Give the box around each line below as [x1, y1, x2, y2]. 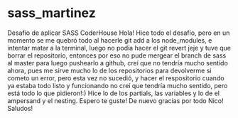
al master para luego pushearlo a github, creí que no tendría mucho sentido [7, 58, 229, 67]
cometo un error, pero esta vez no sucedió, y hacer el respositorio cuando [7, 73, 225, 82]
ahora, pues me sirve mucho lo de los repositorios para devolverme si [7, 66, 212, 75]
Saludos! [7, 104, 33, 112]
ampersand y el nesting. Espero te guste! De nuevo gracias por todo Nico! [7, 96, 224, 104]
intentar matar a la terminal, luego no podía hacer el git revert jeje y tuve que [7, 43, 232, 52]
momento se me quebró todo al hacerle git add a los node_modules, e [7, 36, 212, 44]
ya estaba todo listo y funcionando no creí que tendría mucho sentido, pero [7, 81, 228, 90]
